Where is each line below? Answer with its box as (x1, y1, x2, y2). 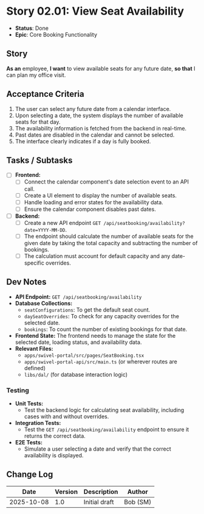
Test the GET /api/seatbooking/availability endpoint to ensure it (24, 426, 189, 434)
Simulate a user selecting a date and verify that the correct (24, 445, 171, 452)
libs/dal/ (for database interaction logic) (24, 371, 128, 378)
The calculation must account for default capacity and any (24, 252, 171, 260)
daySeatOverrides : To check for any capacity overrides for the (24, 312, 179, 319)
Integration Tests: (15, 419, 61, 427)
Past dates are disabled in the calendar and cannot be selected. (15, 131, 175, 138)
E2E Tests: (15, 439, 42, 446)
